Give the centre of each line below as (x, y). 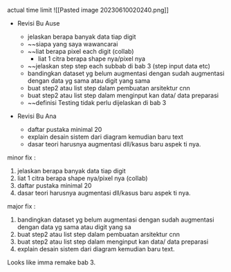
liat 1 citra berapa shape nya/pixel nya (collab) (82, 178)
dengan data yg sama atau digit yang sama (89, 81)
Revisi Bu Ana (37, 116)
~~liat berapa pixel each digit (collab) (81, 51)
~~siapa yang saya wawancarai (73, 44)
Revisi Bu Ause (38, 23)
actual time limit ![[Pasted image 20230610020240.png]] (88, 10)
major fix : (21, 206)
